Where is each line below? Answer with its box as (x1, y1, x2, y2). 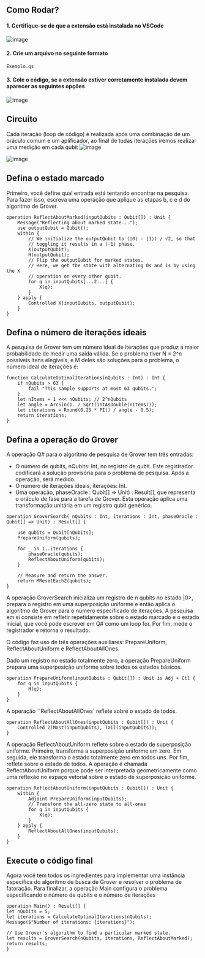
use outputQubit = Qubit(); (17, 225, 89, 231)
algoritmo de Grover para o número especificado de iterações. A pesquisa (6, 607, 193, 615)
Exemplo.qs (6, 63, 34, 69)
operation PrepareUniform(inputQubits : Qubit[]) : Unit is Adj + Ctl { (6, 675, 196, 682)
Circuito (6, 114, 38, 124)
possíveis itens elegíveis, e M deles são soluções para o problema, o (6, 357, 179, 364)
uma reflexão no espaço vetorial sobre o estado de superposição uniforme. (6, 774, 196, 781)
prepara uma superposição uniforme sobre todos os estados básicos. (6, 663, 182, 671)
